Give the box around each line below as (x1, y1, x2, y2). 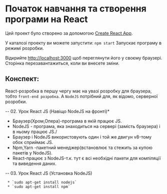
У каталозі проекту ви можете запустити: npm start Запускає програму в (5, 39, 162, 45)
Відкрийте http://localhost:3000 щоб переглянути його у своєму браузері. (5, 54, 162, 60)
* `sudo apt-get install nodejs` (7, 179, 77, 185)
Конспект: (5, 74, 39, 83)
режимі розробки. (5, 45, 44, 51)
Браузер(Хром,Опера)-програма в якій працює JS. (12, 118, 122, 124)
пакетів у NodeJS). (12, 149, 52, 155)
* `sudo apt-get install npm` (7, 184, 70, 189)
